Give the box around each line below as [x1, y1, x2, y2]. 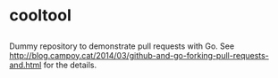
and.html [9, 59, 42, 70]
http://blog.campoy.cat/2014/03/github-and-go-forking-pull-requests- [9, 50, 270, 60]
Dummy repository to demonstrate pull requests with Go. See [9, 41, 235, 51]
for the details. [43, 59, 97, 70]
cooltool [9, 5, 72, 26]
